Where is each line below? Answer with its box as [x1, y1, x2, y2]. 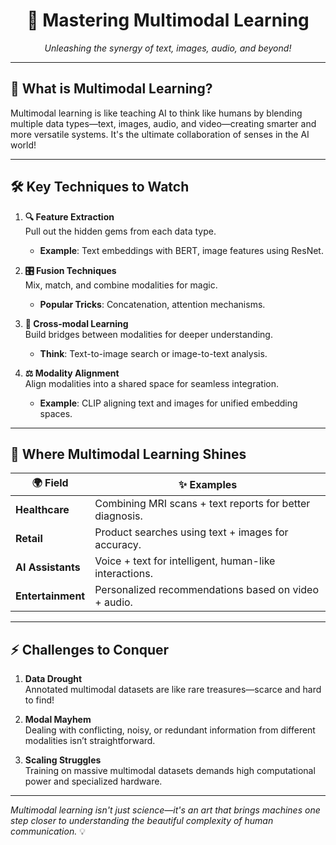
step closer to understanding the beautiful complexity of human [10, 815, 274, 827]
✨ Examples [178, 477, 238, 491]
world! [10, 139, 37, 151]
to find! [24, 694, 55, 706]
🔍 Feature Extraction [24, 210, 115, 223]
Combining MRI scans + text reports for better [94, 497, 311, 511]
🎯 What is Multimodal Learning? [10, 80, 213, 98]
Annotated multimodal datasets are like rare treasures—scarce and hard [24, 684, 322, 696]
